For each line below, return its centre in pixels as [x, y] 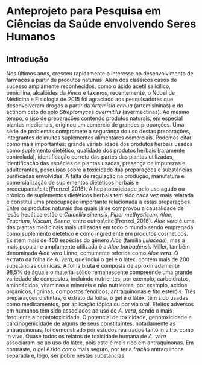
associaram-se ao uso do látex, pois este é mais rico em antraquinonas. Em [100, 343]
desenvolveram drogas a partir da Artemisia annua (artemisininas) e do [95, 106]
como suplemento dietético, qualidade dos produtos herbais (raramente [96, 150]
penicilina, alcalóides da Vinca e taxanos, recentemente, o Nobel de [91, 93]
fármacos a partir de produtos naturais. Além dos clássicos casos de [92, 80]
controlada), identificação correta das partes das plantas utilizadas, [90, 157]
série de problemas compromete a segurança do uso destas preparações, [99, 131]
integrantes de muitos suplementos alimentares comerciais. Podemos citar [99, 138]
